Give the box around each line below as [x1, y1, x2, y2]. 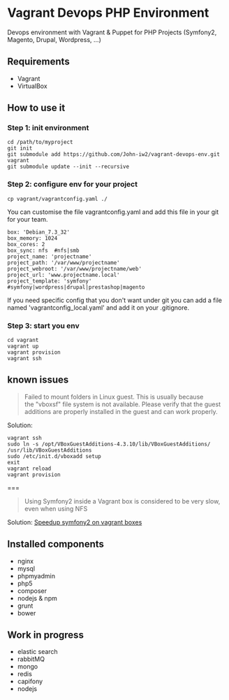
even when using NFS [24, 504, 88, 513]
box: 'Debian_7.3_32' [7, 229, 71, 236]
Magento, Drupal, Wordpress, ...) [7, 35, 101, 43]
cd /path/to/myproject [7, 138, 73, 146]
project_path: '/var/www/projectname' [7, 259, 120, 266]
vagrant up [7, 343, 39, 350]
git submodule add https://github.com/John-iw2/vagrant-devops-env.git [7, 151, 220, 158]
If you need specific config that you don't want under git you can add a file [7, 296, 222, 304]
